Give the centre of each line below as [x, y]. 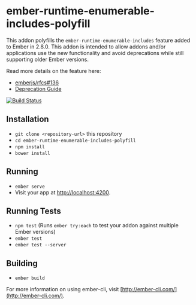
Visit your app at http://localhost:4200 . [63, 192]
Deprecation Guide [38, 89]
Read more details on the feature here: [54, 71]
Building [22, 263]
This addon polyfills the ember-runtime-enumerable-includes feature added [98, 40]
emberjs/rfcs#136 [37, 83]
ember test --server [40, 245]
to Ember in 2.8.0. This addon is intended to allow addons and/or [86, 47]
